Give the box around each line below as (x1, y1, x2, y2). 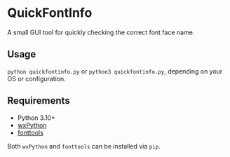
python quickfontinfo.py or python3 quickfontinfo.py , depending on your (7, 67, 223, 75)
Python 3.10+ (17, 114, 56, 122)
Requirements (7, 95, 70, 107)
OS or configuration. (7, 74, 67, 83)
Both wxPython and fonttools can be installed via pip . (7, 142, 161, 150)
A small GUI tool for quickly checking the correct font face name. (7, 28, 195, 36)
